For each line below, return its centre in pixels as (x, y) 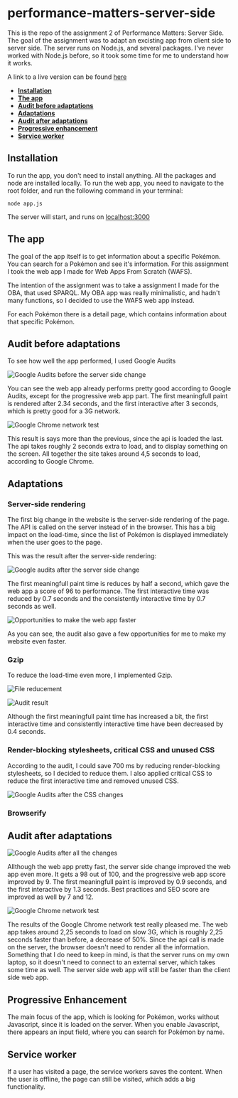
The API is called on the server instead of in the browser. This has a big (112, 527)
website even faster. (37, 641)
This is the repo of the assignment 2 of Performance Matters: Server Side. (116, 33)
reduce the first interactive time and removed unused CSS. (93, 781)
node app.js (25, 203)
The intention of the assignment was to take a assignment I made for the (113, 285)
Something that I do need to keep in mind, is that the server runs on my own (118, 955)
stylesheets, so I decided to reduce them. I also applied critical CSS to (110, 773)
